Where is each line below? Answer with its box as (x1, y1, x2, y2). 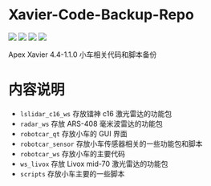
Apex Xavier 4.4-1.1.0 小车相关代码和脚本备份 (8, 50, 157, 59)
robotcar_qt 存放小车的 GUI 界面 (19, 128, 128, 138)
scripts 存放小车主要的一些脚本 (19, 168, 125, 178)
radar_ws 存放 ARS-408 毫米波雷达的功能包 (19, 119, 163, 128)
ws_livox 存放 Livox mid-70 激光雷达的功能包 (19, 159, 168, 168)
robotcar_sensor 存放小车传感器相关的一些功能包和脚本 (19, 139, 203, 148)
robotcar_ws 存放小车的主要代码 (19, 148, 126, 158)
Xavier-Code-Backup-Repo (8, 6, 194, 24)
